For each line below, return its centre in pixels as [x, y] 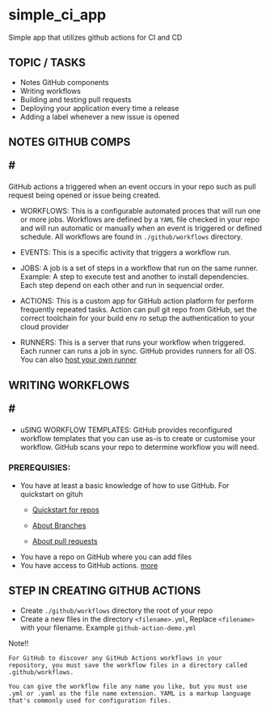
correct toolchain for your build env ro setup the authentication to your [137, 318]
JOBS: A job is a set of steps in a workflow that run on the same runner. [139, 268]
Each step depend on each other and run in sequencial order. [122, 286]
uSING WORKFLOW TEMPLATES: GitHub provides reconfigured [126, 430]
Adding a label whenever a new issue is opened [99, 117]
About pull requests [65, 541]
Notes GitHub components [64, 82]
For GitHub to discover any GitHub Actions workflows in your [115, 658]
